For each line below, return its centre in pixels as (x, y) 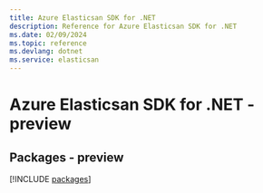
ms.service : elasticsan (54, 60)
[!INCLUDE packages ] (50, 179)
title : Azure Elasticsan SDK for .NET (83, 18)
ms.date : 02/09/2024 (49, 34)
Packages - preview (67, 157)
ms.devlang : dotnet (46, 52)
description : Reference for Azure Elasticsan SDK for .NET (123, 26)
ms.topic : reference (49, 43)
